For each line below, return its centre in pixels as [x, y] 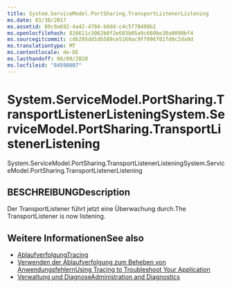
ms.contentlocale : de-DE [43, 53]
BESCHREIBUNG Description [69, 192]
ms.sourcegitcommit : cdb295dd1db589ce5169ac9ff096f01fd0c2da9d [100, 40]
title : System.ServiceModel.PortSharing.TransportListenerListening [108, 14]
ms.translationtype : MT [42, 46]
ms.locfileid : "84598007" [44, 65]
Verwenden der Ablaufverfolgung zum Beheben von [91, 262]
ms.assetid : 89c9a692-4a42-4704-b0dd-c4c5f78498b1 [82, 26]
